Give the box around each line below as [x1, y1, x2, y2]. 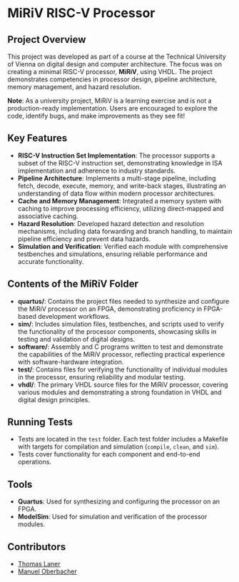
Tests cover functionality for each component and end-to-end [17, 450, 200, 459]
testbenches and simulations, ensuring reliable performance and [17, 250, 208, 258]
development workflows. [38, 312, 111, 320]
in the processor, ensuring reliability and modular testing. [17, 372, 185, 381]
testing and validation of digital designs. [17, 335, 136, 343]
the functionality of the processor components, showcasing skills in [17, 327, 217, 336]
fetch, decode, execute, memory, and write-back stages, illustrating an [17, 181, 226, 190]
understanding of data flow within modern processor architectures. [17, 189, 215, 198]
